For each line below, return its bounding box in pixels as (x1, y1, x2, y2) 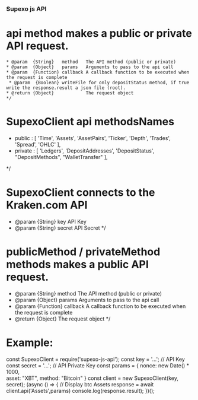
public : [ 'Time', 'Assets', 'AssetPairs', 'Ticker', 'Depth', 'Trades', (14, 134, 171, 141)
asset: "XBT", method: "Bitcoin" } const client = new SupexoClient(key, (6, 374, 179, 382)
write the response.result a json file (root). (6, 85, 126, 91)
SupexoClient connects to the (6, 186, 155, 199)
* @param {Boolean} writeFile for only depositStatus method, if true (8, 80, 190, 85)
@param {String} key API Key (14, 218, 87, 225)
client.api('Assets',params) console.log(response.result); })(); (6, 387, 155, 394)
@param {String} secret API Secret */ (14, 224, 106, 231)
